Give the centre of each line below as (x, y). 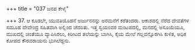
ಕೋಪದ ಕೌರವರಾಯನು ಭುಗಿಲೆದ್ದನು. (38, 40)
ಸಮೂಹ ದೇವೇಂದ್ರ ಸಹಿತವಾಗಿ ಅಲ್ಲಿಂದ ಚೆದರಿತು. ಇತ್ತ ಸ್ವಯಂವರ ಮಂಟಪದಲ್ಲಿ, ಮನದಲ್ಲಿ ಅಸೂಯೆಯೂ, (96, 27)
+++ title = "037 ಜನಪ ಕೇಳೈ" (37, 9)
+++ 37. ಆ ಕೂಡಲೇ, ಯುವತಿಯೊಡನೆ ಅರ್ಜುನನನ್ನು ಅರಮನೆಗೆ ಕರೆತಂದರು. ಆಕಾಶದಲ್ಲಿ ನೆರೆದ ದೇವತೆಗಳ (98, 21)
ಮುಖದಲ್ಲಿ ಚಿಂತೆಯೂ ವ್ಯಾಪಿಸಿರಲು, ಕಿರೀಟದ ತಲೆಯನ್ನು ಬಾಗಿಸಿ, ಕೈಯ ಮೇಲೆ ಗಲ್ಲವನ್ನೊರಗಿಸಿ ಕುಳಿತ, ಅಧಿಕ (96, 34)
